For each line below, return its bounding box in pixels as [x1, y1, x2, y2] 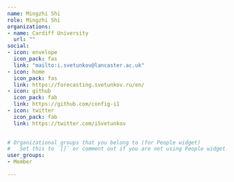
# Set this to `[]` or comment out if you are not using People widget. [7, 145, 229, 153]
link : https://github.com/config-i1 [13, 101, 120, 108]
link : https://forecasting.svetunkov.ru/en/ [13, 81, 145, 88]
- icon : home [7, 68, 45, 75]
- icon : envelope [7, 49, 58, 56]
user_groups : [7, 152, 45, 159]
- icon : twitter [7, 107, 54, 114]
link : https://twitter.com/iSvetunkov [13, 119, 127, 127]
